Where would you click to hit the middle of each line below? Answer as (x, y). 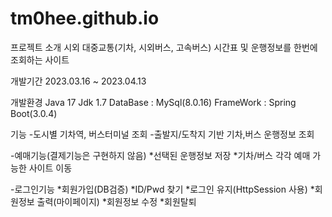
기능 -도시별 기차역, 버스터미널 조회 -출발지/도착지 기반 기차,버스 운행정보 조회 (162, 134)
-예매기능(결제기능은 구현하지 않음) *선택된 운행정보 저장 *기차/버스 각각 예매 (160, 155)
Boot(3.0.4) (34, 113)
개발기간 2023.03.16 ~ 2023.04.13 (78, 81)
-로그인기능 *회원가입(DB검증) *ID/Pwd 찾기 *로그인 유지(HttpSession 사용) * (162, 189)
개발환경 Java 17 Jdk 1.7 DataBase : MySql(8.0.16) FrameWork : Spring (153, 102)
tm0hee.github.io (85, 18)
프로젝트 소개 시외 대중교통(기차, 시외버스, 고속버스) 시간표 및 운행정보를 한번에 (164, 47)
